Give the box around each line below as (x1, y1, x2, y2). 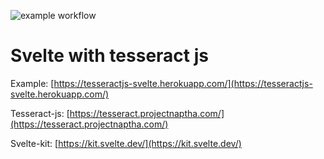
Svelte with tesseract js (10, 45, 209, 67)
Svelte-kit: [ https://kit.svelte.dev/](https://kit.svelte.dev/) (10, 137, 242, 149)
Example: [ (10, 77, 55, 89)
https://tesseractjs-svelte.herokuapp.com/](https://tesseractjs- (53, 77, 313, 89)
